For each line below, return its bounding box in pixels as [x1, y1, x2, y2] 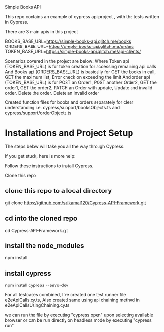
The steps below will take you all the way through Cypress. [5, 143, 125, 149]
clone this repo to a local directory [5, 187, 112, 195]
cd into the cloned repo [5, 214, 78, 223]
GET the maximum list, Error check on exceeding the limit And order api [5, 74, 150, 80]
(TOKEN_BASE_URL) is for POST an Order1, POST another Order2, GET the [5, 79, 157, 85]
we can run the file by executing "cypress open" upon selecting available [5, 312, 154, 318]
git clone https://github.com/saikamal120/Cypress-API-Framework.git [5, 200, 146, 206]
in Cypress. [5, 19, 29, 25]
